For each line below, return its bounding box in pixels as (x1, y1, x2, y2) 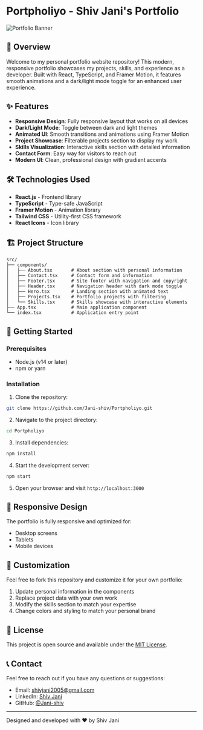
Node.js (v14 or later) (14, 358, 68, 365)
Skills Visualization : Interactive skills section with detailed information (14, 143, 190, 150)
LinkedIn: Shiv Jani (14, 692, 62, 700)
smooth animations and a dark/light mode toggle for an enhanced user (6, 77, 182, 84)
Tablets (14, 536, 34, 543)
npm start (6, 473, 31, 480)
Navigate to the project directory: (14, 417, 98, 424)
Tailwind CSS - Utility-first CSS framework (14, 213, 122, 220)
